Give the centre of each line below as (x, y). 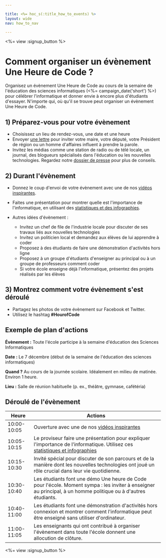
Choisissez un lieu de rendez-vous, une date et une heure (71, 134)
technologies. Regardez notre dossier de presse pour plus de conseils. (84, 160)
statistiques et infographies (65, 451)
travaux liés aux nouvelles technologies (60, 232)
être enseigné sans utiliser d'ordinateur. (80, 518)
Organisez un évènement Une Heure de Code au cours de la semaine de (79, 86)
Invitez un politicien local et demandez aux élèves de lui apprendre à (89, 237)
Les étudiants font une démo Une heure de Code (90, 479)
